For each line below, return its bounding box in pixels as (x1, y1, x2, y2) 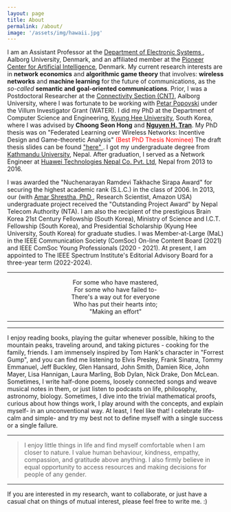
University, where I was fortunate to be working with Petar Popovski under (7, 99, 218, 107)
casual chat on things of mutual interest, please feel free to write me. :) (7, 498, 208, 506)
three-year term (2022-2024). (7, 258, 93, 267)
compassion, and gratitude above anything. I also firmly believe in (23, 456, 211, 464)
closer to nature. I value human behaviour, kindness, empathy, (23, 448, 201, 457)
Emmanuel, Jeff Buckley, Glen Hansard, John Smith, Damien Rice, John (7, 363, 210, 371)
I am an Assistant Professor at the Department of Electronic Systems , (7, 48, 205, 56)
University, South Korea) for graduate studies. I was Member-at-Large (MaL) (7, 230, 224, 238)
